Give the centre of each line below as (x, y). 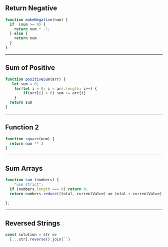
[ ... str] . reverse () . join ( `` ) (40, 240)
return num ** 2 (26, 143)
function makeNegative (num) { (37, 19)
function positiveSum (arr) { (35, 79)
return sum (21, 103)
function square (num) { (30, 139)
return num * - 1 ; (32, 29)
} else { (19, 34)
